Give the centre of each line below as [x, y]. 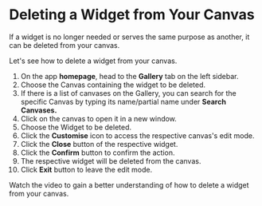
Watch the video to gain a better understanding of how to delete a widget [129, 184]
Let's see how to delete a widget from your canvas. [93, 61]
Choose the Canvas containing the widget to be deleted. [113, 85]
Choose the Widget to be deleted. [76, 127]
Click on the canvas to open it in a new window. [99, 118]
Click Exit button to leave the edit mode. [86, 169]
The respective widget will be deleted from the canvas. [111, 160]
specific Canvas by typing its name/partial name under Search [123, 101]
